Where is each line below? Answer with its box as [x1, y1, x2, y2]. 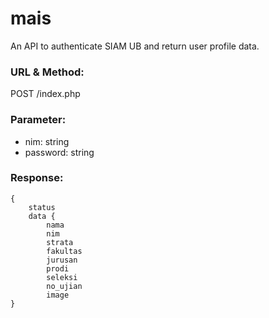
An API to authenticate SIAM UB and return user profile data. [10, 40, 260, 52]
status [28, 202, 56, 212]
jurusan [46, 255, 78, 265]
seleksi [46, 272, 78, 282]
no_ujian [46, 281, 83, 291]
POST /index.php [10, 88, 81, 100]
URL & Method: [10, 65, 85, 79]
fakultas [46, 246, 83, 256]
